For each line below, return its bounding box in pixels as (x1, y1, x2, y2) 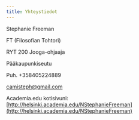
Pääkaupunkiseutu (6, 60, 52, 67)
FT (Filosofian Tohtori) (6, 36, 61, 44)
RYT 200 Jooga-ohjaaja (6, 48, 65, 56)
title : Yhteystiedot (6, 8, 58, 15)
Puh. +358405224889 (6, 71, 62, 78)
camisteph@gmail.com (6, 83, 63, 90)
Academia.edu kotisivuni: (6, 94, 69, 101)
